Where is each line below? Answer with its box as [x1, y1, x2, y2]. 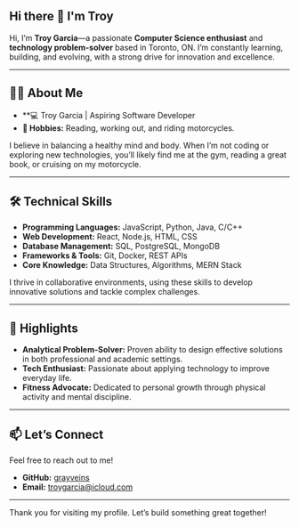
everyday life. [21, 373, 73, 384]
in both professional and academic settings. [21, 353, 183, 365]
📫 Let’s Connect [9, 426, 104, 442]
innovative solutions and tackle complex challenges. [9, 287, 200, 297]
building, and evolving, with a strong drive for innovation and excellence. [9, 51, 276, 62]
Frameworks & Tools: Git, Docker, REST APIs [21, 250, 189, 261]
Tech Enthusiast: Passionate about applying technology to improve [21, 363, 270, 374]
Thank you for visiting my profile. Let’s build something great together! [9, 507, 267, 518]
